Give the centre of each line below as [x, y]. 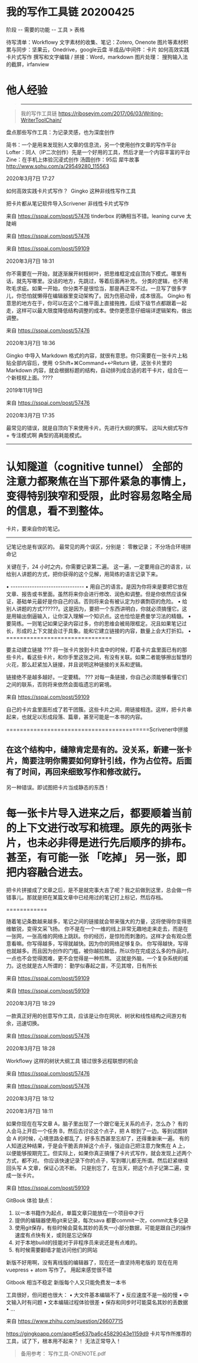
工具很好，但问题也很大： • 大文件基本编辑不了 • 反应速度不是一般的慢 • [94, 1294]
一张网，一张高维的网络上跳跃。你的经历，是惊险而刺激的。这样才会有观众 [96, 936]
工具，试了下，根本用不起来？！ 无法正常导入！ [64, 1341]
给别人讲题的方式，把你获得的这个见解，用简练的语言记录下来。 [83, 574]
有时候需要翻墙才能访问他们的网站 [56, 1250]
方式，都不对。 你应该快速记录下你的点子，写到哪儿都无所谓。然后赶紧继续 [97, 1160]
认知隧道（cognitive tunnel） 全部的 [95, 467]
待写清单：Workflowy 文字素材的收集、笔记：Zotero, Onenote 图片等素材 [95, 42]
